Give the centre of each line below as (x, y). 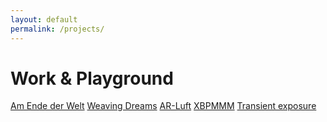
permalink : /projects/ (57, 29)
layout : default (44, 19)
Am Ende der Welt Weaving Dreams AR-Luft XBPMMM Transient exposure (163, 106)
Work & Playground (92, 78)
